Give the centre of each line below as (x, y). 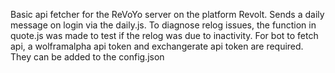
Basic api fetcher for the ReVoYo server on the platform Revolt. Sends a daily (167, 14)
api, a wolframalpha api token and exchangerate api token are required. (157, 46)
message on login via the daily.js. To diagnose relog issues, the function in (163, 25)
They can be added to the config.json (87, 57)
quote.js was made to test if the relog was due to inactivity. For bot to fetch (164, 35)
